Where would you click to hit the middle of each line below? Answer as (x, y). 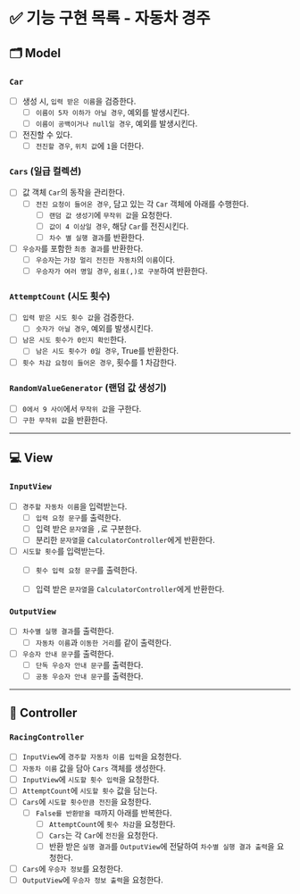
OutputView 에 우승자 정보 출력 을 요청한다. (92, 880)
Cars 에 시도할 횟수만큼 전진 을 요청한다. (87, 801)
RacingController (47, 737)
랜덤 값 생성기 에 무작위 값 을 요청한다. (110, 214)
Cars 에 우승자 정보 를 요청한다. (72, 869)
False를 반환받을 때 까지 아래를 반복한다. (104, 813)
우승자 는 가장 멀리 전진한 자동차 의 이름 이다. (105, 259)
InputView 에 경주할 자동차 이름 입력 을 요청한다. (102, 756)
